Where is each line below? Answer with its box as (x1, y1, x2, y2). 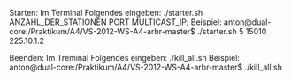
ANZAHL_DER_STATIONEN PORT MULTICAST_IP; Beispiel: (9, 17, 223, 27)
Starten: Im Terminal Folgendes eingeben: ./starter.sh (9, 8, 203, 18)
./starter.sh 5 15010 (197, 26, 267, 36)
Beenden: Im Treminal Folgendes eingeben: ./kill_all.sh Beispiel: (9, 53, 241, 63)
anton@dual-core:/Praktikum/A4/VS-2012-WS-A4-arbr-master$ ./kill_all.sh (9, 62, 283, 72)
